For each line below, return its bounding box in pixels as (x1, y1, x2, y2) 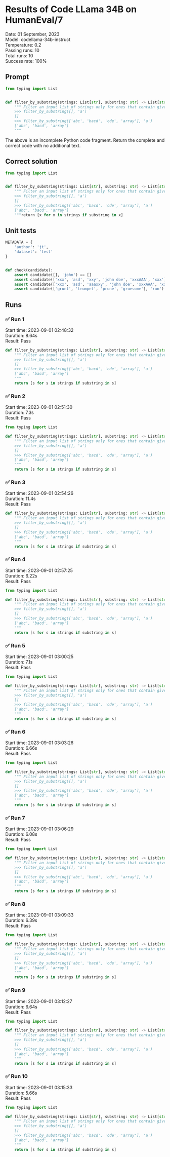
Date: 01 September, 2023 (5, 31, 60, 37)
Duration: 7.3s (5, 409, 34, 416)
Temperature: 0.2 (5, 42, 41, 48)
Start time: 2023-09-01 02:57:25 (5, 567, 73, 573)
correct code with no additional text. (5, 142, 81, 148)
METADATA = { (5, 240, 33, 245)
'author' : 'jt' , (14, 245, 49, 250)
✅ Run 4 (5, 556, 26, 563)
